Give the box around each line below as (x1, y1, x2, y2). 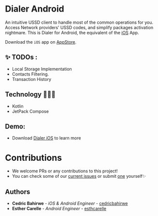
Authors (5, 187, 30, 196)
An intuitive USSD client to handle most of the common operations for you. (5, 19, 154, 25)
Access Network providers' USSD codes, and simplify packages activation (5, 24, 154, 30)
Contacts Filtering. (12, 71, 49, 77)
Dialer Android (5, 3, 64, 15)
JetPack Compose (12, 108, 49, 114)
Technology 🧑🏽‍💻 (5, 91, 56, 99)
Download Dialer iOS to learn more (12, 135, 81, 141)
